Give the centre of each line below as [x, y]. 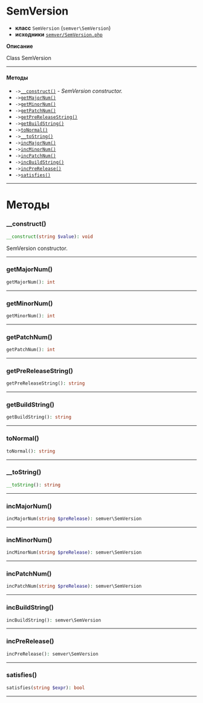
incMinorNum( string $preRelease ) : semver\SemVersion [74, 553]
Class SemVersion [29, 58]
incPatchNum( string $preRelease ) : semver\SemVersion [74, 587]
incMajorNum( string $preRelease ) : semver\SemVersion [74, 519]
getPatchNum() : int [31, 350]
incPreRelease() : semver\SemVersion [52, 654]
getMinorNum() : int [31, 316]
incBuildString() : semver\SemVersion [54, 620]
